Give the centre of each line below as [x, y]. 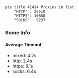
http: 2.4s [22, 61]
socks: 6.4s [24, 72]
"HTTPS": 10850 [30, 16]
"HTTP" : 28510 [30, 11]
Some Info [18, 32]
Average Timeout [23, 44]
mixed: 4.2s [24, 56]
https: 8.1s [23, 66]
